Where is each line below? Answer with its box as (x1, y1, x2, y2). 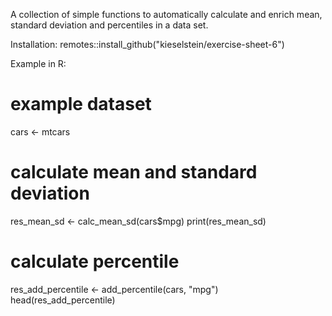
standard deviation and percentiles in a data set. (10, 19, 209, 31)
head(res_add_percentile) (10, 294, 116, 306)
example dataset (10, 93, 152, 116)
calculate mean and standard (10, 161, 258, 184)
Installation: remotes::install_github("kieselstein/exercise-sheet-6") (10, 39, 285, 50)
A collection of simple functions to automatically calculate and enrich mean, (10, 9, 323, 20)
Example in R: (10, 58, 67, 69)
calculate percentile (10, 250, 180, 273)
